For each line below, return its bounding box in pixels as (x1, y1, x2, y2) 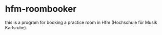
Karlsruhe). (5, 24, 28, 30)
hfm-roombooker (5, 3, 77, 15)
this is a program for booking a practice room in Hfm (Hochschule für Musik (5, 19, 158, 25)
